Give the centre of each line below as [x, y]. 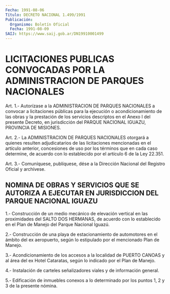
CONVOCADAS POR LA [55, 70]
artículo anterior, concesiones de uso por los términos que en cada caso [81, 148]
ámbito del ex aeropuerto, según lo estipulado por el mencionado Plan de [82, 240]
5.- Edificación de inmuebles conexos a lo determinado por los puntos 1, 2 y [85, 280]
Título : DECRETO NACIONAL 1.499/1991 [45, 15]
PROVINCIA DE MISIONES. [33, 127]
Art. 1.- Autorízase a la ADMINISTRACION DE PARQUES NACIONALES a [80, 106]
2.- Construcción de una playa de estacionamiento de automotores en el [81, 234]
